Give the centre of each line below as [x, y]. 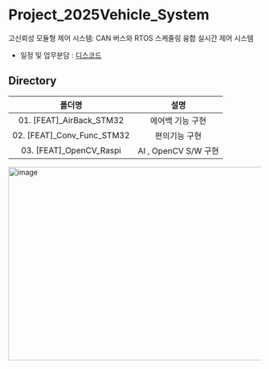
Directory [33, 81]
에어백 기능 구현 [178, 121]
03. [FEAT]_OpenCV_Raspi [71, 150]
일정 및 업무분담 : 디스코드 [61, 55]
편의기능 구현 [179, 136]
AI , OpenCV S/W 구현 [178, 150]
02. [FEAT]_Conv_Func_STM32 [71, 135]
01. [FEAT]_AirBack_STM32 [71, 120]
